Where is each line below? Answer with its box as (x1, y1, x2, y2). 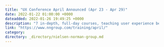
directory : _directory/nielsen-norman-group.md (5, 35, 104, 40)
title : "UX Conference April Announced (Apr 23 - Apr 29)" (5, 7, 128, 12)
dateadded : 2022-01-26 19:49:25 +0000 (5, 16, 84, 21)
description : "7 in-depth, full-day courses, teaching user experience (5, 21, 154, 26)
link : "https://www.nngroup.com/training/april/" (5, 25, 108, 30)
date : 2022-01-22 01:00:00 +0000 (5, 12, 73, 17)
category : (5, 30, 25, 35)
